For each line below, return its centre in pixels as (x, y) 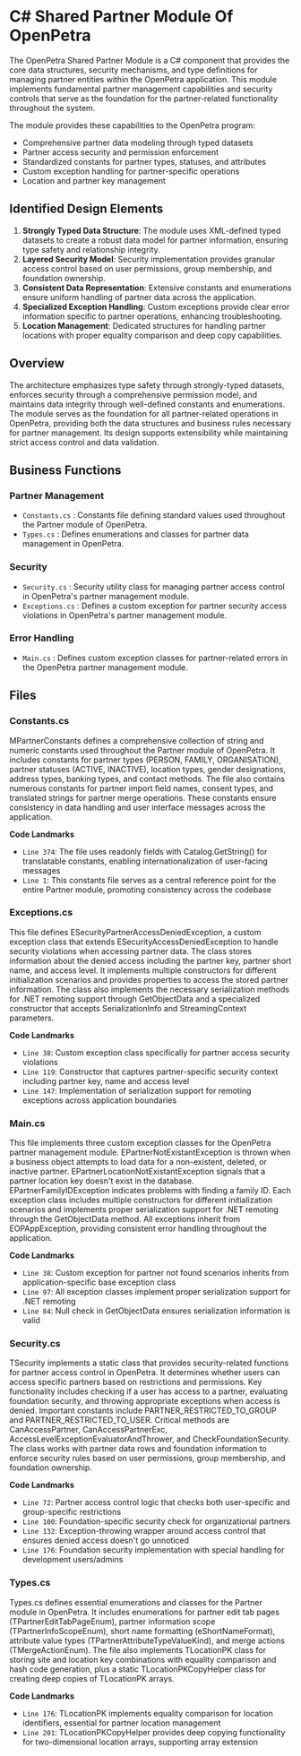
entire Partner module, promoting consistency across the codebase (146, 890)
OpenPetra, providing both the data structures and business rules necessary (150, 423)
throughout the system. (52, 108)
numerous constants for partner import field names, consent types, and (141, 788)
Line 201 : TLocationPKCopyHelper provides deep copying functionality (154, 1732)
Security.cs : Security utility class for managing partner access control (153, 586)
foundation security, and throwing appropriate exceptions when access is (145, 1401)
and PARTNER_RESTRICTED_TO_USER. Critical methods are (120, 1420)
